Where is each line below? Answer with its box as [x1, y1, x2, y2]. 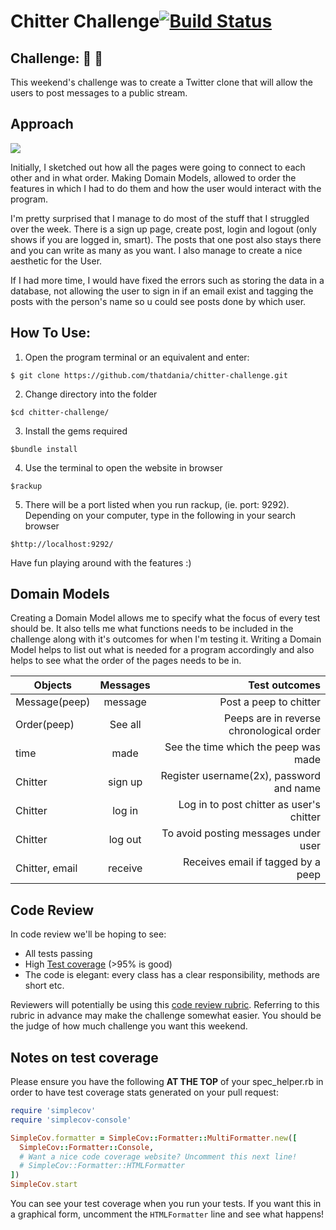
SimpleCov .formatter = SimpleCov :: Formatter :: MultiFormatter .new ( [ [10, 1133, 298, 1143]
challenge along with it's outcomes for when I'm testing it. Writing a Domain [10, 633, 322, 645]
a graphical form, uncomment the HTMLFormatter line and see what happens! [10, 1208, 325, 1220]
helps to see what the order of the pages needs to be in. [10, 655, 242, 667]
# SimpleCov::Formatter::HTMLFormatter [19, 1161, 186, 1171]
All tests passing [24, 948, 93, 960]
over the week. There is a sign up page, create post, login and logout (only [10, 223, 317, 235]
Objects [33, 678, 72, 692]
